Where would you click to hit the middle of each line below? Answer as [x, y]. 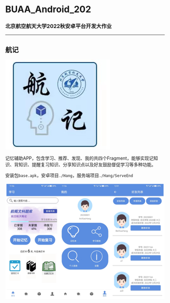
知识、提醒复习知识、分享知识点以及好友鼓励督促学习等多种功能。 [87, 165]
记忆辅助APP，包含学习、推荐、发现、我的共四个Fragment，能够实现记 [79, 158]
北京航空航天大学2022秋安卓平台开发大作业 [59, 26]
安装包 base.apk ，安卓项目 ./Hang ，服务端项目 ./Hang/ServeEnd [69, 175]
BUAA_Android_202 [48, 9]
